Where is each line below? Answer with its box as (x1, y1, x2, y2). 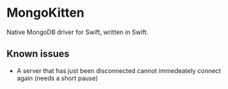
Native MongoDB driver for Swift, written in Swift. (6, 28, 148, 36)
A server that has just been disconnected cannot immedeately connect (16, 66, 222, 74)
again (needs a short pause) (16, 74, 99, 82)
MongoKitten (6, 5, 85, 21)
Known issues (6, 48, 70, 60)
